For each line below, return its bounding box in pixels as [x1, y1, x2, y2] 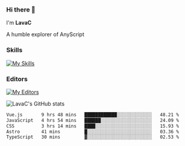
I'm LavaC [6, 19, 32, 27]
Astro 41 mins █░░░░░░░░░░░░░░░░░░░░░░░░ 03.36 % [6, 129, 180, 135]
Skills [6, 46, 23, 54]
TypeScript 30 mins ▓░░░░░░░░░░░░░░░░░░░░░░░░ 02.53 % [6, 134, 180, 141]
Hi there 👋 [6, 5, 36, 14]
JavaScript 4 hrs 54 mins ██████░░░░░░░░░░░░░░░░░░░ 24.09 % [6, 117, 180, 123]
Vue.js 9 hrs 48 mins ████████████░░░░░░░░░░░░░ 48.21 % [6, 112, 180, 118]
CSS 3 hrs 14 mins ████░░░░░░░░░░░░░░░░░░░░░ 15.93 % [6, 123, 180, 129]
